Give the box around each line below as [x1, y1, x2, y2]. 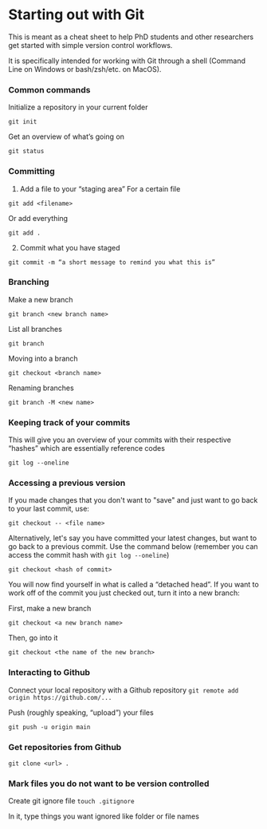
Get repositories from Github [8, 741, 122, 752]
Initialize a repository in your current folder [8, 102, 148, 113]
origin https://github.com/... [8, 693, 112, 701]
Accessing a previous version [8, 477, 126, 488]
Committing [8, 166, 56, 177]
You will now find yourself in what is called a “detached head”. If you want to [8, 580, 259, 590]
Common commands [8, 84, 91, 95]
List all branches [8, 324, 62, 334]
